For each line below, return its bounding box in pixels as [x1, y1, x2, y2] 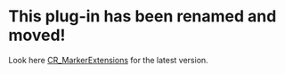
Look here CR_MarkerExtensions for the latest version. [8, 54, 208, 65]
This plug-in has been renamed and [8, 6, 277, 27]
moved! [8, 25, 66, 45]
